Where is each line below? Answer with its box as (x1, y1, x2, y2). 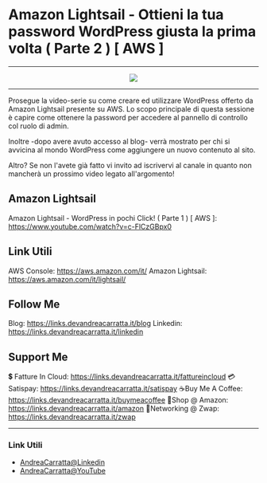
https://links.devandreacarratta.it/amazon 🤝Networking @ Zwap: (8, 404, 220, 414)
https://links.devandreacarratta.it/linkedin (8, 327, 144, 336)
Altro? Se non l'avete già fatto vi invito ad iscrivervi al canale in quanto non (8, 160, 252, 170)
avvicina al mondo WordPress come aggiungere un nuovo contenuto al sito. (8, 145, 256, 155)
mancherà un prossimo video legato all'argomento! (8, 169, 175, 179)
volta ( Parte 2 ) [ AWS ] (8, 40, 164, 57)
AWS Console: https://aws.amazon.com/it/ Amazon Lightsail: (8, 265, 207, 276)
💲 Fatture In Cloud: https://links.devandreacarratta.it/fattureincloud (8, 372, 226, 382)
